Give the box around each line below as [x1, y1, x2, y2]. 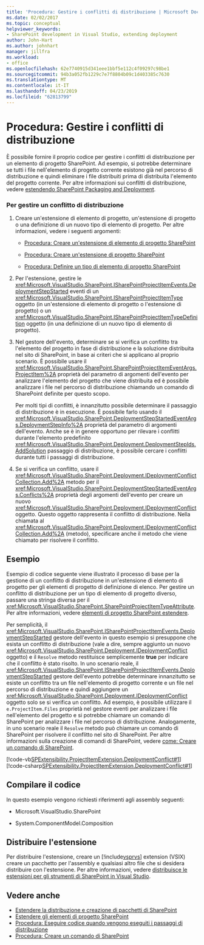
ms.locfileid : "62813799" [6, 94, 72, 100]
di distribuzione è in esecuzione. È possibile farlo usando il [15, 408, 162, 415]
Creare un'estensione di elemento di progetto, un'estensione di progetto [15, 214, 196, 222]
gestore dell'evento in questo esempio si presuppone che [53, 634, 197, 641]
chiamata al [15, 517, 44, 524]
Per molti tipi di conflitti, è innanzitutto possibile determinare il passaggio [15, 401, 197, 409]
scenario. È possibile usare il [15, 357, 87, 365]
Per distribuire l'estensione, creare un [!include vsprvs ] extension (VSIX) [6, 853, 186, 860]
